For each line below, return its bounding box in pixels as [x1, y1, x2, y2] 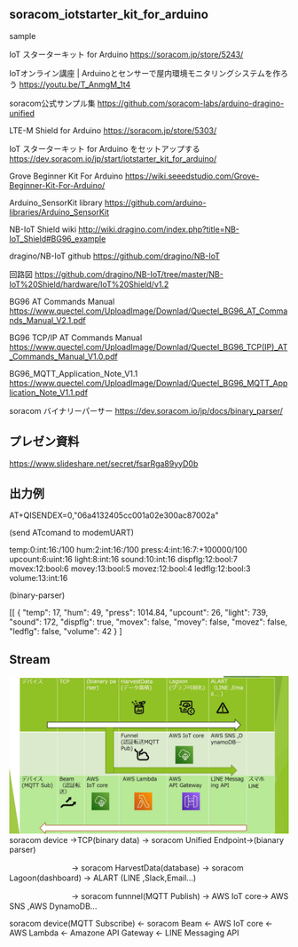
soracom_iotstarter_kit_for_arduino [9, 7, 208, 22]
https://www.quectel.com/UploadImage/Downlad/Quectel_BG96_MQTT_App [9, 378, 288, 388]
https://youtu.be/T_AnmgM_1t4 [19, 79, 131, 90]
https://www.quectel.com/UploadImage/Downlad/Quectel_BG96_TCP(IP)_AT [9, 341, 288, 352]
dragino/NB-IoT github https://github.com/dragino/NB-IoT [9, 251, 220, 261]
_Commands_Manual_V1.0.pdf [9, 351, 118, 362]
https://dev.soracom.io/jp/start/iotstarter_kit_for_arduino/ [9, 153, 217, 163]
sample [9, 30, 36, 41]
